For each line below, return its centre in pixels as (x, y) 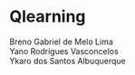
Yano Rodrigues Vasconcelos (64, 51)
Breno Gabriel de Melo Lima (61, 42)
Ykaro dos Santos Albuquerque (67, 61)
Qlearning (48, 17)
